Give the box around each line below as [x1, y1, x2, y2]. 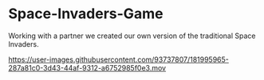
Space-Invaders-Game [8, 5, 164, 23]
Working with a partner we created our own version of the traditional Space [8, 31, 256, 40]
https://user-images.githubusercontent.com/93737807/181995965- [8, 55, 230, 64]
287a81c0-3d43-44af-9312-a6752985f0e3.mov [8, 63, 166, 72]
